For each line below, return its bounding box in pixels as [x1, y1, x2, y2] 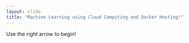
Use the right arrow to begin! [6, 30, 76, 37]
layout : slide [6, 8, 41, 15]
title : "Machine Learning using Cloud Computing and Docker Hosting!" [6, 14, 184, 20]
